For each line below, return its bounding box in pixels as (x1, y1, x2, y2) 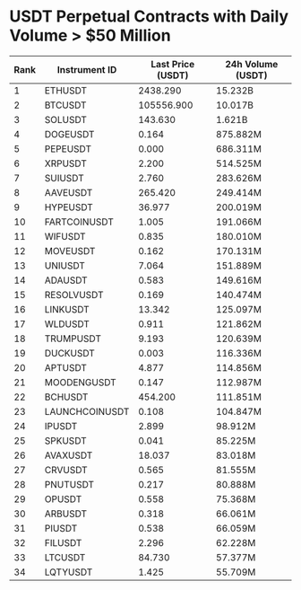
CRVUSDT (44, 463, 88, 476)
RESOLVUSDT (44, 288, 104, 301)
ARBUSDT (44, 507, 88, 520)
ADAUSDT (44, 274, 88, 286)
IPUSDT (44, 419, 78, 432)
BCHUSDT (44, 391, 89, 403)
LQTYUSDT (44, 566, 93, 578)
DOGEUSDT (44, 128, 95, 140)
